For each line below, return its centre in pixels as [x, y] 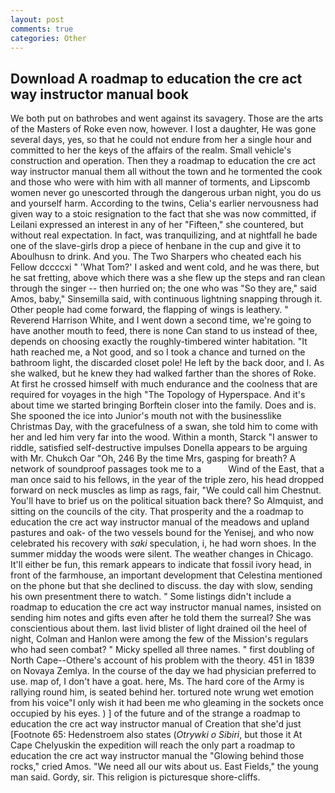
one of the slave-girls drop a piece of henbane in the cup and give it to [156, 246]
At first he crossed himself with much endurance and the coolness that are [164, 384]
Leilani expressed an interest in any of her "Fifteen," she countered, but [157, 225]
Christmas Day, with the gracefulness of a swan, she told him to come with [164, 427]
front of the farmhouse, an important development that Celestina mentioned [166, 575]
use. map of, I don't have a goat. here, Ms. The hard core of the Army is [157, 682]
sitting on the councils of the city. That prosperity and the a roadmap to [157, 512]
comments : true [42, 29]
